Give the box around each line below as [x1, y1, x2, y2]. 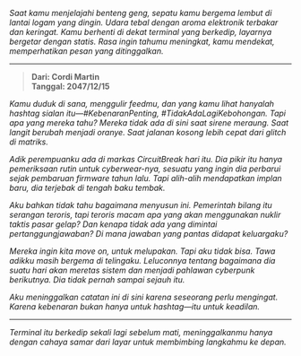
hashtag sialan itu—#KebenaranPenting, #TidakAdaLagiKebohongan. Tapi [9, 108, 287, 118]
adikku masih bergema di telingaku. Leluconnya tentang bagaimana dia [9, 256, 276, 265]
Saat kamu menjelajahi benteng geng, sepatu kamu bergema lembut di [9, 8, 272, 18]
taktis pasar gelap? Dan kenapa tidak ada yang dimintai [9, 219, 218, 230]
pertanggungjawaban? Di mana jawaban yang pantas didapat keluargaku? [9, 229, 288, 239]
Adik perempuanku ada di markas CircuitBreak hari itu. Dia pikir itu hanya [9, 154, 283, 164]
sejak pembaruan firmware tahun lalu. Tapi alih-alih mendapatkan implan [9, 173, 282, 183]
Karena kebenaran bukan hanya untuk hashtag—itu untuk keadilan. [9, 301, 261, 312]
